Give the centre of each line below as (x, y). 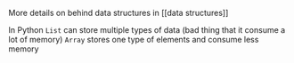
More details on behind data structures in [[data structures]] (118, 13)
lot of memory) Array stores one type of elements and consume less (134, 39)
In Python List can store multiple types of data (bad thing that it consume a (147, 30)
